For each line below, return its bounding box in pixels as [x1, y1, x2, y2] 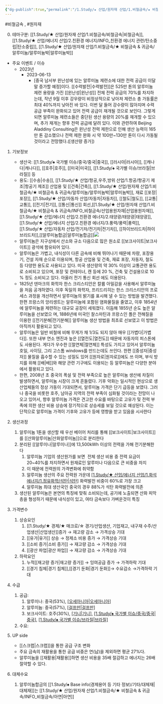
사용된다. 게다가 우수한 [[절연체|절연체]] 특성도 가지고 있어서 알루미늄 [24, 341, 155, 347]
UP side [12, 632, 28, 638]
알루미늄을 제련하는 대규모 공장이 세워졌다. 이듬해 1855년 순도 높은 [24, 305, 150, 311]
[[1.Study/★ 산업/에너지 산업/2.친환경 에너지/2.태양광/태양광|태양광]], [19, 214, 152, 220]
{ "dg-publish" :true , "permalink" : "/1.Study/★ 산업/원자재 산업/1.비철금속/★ [5, 7, 150, 12]
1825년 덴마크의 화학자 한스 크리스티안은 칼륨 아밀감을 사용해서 [19, 280, 139, 286]
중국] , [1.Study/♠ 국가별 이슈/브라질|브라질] [26, 616, 108, 622]
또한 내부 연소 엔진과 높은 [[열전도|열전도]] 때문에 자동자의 [29, 335, 139, 341]
